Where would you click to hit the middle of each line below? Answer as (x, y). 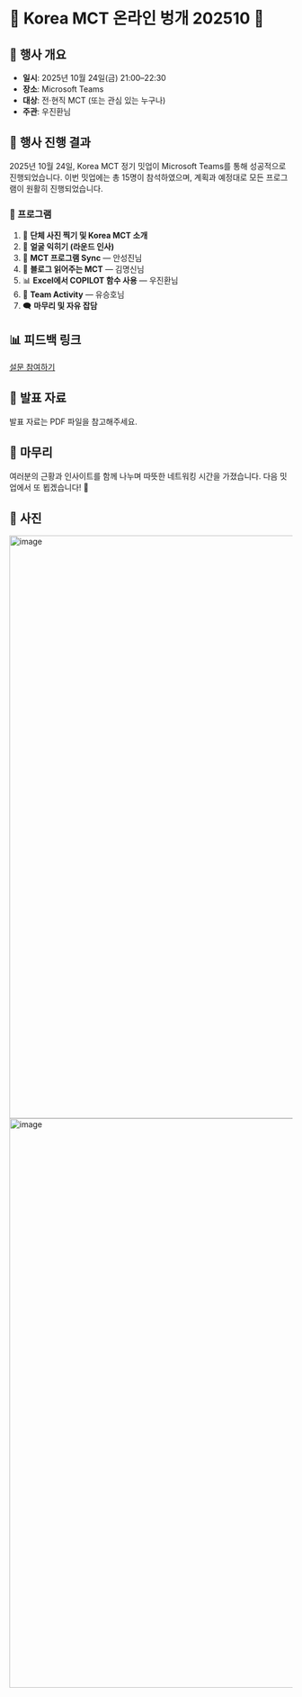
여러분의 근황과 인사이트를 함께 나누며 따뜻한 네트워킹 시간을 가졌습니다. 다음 (144, 476)
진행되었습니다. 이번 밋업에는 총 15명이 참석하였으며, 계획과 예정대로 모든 (137, 177)
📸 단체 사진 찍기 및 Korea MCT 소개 (85, 236)
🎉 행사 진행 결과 (50, 143)
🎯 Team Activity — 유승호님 (73, 294)
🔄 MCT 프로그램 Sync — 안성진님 (82, 258)
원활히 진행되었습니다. (64, 188)
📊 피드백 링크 (45, 340)
